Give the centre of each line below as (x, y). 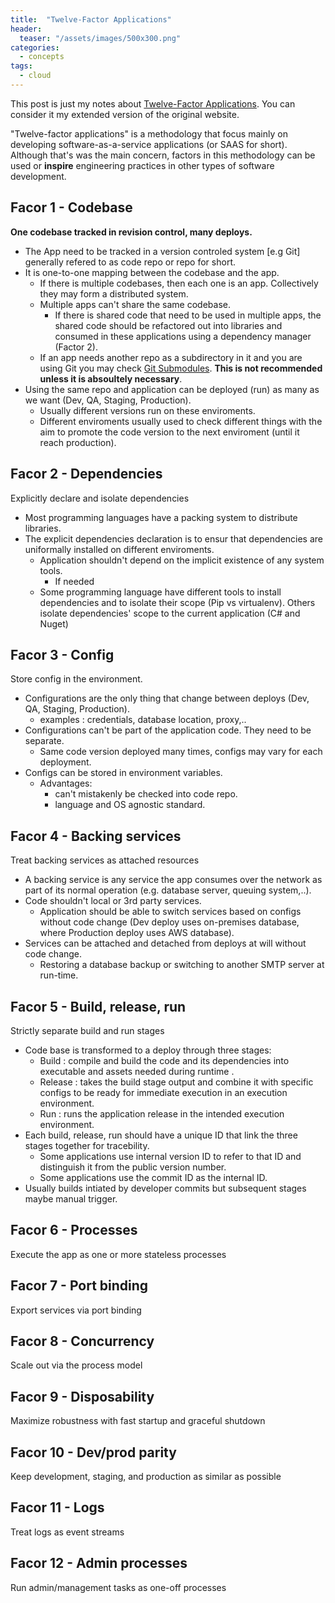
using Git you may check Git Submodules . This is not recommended (181, 368)
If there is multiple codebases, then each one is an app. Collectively (179, 283)
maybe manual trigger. (71, 1198)
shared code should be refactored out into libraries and (168, 325)
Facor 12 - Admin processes (99, 1563)
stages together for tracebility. (87, 1145)
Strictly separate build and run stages (87, 1030)
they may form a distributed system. (114, 293)
